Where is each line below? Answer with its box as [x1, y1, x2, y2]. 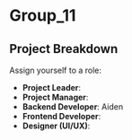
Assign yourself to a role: [9, 65, 101, 75]
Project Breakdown [9, 41, 119, 57]
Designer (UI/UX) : [22, 120, 91, 131]
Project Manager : [22, 92, 89, 102]
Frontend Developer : [22, 111, 101, 121]
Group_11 [9, 5, 76, 26]
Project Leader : [22, 83, 82, 92]
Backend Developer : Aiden [22, 101, 124, 112]
